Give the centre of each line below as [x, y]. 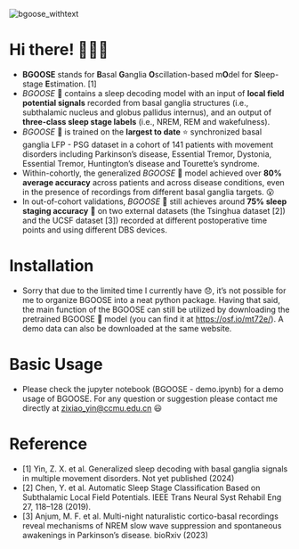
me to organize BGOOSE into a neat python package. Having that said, [151, 299]
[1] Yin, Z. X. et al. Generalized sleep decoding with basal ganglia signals [155, 469]
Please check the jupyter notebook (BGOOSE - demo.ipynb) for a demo [153, 389]
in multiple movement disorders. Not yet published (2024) [128, 478]
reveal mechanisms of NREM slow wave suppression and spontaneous [152, 525]
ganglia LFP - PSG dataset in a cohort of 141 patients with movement [148, 144]
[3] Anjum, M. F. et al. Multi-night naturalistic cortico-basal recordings [150, 516]
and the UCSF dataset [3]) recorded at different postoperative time [145, 220]
